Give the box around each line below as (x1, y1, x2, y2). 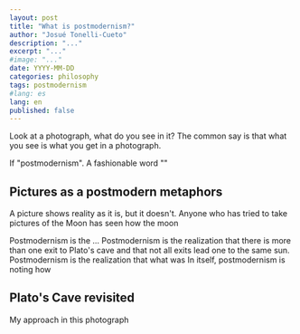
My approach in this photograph (9, 314, 129, 325)
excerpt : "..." (9, 47, 67, 56)
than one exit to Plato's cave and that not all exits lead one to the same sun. (9, 245, 291, 256)
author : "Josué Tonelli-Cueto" (9, 30, 127, 39)
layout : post (9, 13, 59, 23)
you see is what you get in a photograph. (9, 140, 162, 151)
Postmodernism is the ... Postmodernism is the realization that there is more (9, 235, 292, 246)
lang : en (9, 97, 42, 107)
